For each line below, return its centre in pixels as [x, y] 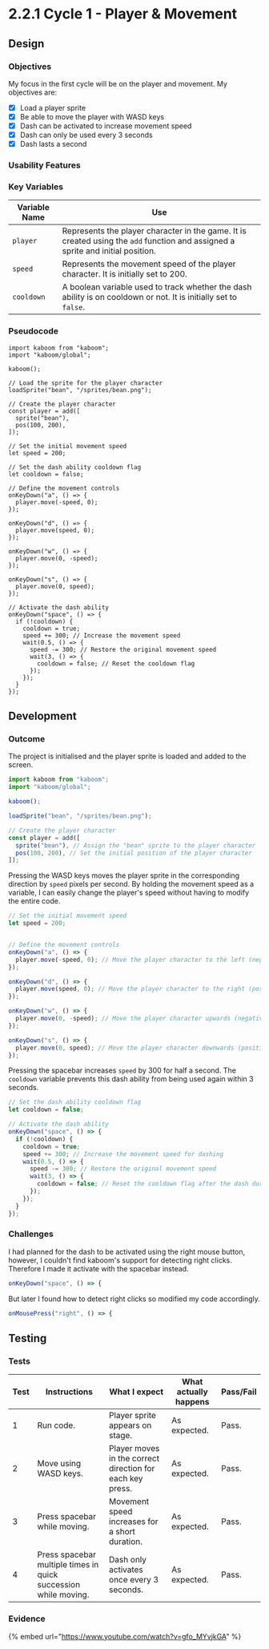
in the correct [134, 1458]
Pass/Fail [239, 1392]
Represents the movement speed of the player [149, 264]
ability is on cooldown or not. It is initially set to [150, 297]
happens [192, 1402]
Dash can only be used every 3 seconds [86, 135]
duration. [126, 1542]
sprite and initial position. [109, 251]
